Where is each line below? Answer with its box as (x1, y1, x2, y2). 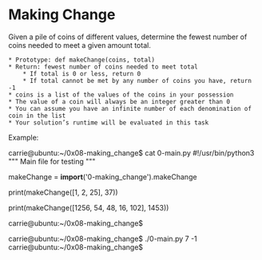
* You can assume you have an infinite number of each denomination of (8, 104, 252, 112)
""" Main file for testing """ (8, 156, 96, 166)
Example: (8, 132, 39, 142)
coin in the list (8, 112, 66, 120)
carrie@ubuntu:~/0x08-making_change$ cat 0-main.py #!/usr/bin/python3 (8, 148, 255, 157)
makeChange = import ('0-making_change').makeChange (8, 171, 197, 181)
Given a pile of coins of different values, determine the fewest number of (8, 32, 248, 41)
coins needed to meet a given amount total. (8, 40, 152, 49)
